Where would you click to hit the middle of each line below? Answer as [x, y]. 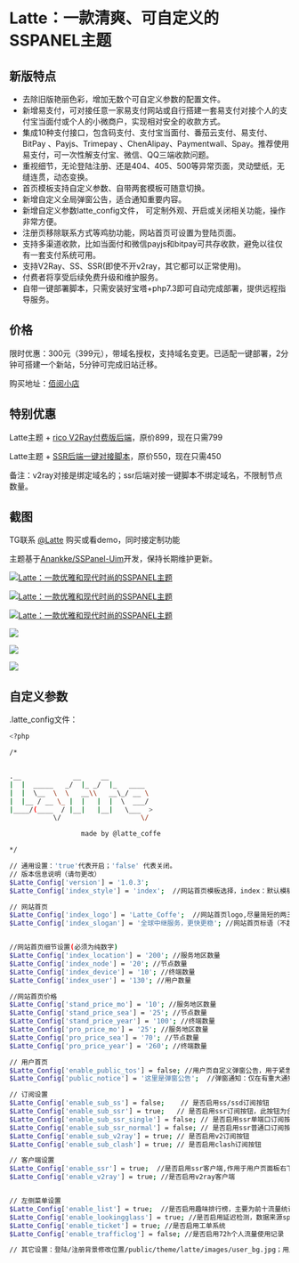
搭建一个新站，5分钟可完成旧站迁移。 [93, 364]
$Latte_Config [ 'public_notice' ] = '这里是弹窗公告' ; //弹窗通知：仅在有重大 [145, 1079]
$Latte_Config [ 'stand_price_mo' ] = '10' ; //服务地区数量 [113, 1005]
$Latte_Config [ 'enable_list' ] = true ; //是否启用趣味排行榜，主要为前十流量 [145, 1209]
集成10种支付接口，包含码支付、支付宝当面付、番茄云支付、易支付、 [147, 133]
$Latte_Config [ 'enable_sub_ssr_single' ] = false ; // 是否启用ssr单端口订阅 [147, 1119]
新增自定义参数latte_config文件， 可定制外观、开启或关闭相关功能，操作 [154, 210]
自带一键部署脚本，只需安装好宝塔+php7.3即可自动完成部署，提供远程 [150, 288]
